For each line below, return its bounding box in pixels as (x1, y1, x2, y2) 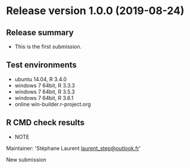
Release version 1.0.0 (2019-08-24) (6, 4, 185, 18)
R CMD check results (6, 117, 85, 127)
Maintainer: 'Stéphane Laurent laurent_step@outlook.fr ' (6, 145, 141, 152)
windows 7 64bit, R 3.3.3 (14, 82, 76, 89)
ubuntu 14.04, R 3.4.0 (14, 75, 67, 83)
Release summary (6, 28, 74, 38)
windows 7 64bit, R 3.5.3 (14, 88, 75, 95)
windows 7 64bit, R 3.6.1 (14, 94, 74, 101)
